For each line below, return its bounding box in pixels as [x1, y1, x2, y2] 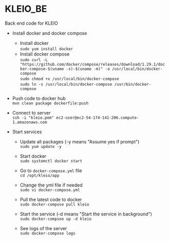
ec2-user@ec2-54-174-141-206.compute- [55, 115, 139, 120]
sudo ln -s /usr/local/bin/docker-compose [20, 82, 112, 87]
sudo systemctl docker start [20, 158, 83, 163]
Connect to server [12, 109, 51, 116]
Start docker [20, 153, 47, 159]
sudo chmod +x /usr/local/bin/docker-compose [20, 76, 119, 81]
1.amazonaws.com [12, 119, 47, 125]
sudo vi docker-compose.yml [20, 187, 80, 193]
